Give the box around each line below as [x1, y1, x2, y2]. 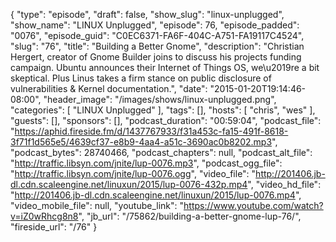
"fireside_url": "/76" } [10, 221, 98, 233]
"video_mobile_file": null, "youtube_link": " [10, 200, 185, 211]
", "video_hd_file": [247, 179, 322, 190]
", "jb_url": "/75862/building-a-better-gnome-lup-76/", [78, 210, 302, 222]
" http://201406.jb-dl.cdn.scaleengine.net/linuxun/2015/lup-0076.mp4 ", [10, 189, 302, 201]
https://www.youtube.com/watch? [183, 200, 324, 211]
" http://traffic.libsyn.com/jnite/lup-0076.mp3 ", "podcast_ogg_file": [10, 157, 283, 169]
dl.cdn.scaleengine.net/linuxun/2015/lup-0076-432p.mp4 [10, 179, 248, 190]
